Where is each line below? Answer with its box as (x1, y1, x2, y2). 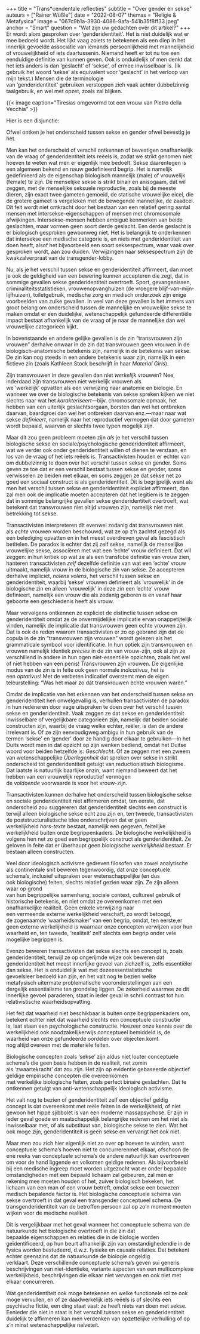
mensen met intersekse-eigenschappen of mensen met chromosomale (6, 210, 181, 217)
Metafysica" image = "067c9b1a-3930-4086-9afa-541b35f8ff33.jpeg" (6, 18, 180, 24)
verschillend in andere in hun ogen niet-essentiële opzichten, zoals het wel (6, 654, 190, 660)
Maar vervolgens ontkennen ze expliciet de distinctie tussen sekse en (6, 609, 178, 616)
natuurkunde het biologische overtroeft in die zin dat (6, 1227, 136, 1234)
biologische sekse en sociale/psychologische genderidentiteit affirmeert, (6, 440, 186, 447)
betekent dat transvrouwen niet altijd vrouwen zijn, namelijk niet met (6, 504, 174, 511)
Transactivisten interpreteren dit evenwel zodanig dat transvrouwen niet (6, 522, 183, 528)
